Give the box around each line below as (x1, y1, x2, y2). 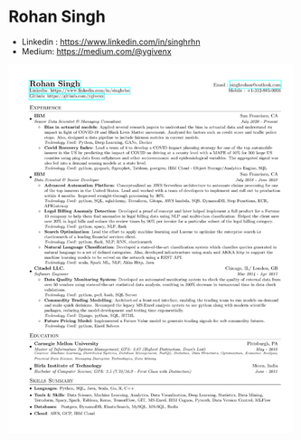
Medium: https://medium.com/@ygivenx (21, 45, 173, 56)
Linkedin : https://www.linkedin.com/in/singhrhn (21, 36, 201, 47)
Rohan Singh (8, 6, 106, 27)
